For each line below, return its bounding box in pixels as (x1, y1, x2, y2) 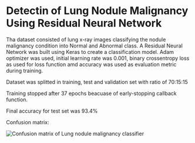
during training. (6, 67, 43, 74)
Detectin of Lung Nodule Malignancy (6, 4, 189, 18)
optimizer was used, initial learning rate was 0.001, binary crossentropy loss (6, 55, 190, 62)
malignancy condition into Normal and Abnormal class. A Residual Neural (6, 42, 183, 49)
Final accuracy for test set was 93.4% (6, 107, 98, 114)
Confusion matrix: (6, 118, 49, 125)
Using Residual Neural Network (6, 16, 162, 30)
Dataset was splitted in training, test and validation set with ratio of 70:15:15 (6, 78, 188, 86)
